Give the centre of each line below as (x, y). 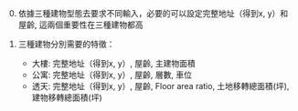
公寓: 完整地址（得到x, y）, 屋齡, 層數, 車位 (112, 75)
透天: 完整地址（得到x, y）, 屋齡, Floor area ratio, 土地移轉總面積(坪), (160, 86)
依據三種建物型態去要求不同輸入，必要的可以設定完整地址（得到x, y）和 (153, 13)
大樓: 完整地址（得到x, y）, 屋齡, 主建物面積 (113, 63)
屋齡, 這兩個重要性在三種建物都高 (80, 25)
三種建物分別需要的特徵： (66, 44)
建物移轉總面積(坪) (67, 97)
